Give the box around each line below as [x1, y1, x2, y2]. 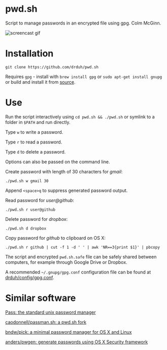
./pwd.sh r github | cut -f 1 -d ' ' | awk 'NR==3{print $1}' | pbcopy [5, 244, 160, 250]
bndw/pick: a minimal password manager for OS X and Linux [5, 329, 132, 335]
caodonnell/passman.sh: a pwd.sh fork [5, 319, 87, 325]
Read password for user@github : [5, 197, 75, 203]
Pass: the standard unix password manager [5, 309, 96, 315]
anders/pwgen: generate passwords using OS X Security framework [5, 339, 148, 345]
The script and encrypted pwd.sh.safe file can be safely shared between [5, 254, 157, 260]
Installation [5, 48, 54, 59]
